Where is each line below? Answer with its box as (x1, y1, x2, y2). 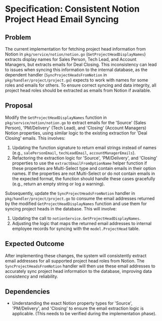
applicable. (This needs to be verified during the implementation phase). (12, 311, 157, 317)
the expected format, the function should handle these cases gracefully (12, 175, 155, 181)
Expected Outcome (5, 240, 65, 248)
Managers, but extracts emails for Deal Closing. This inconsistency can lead (5, 62, 157, 67)
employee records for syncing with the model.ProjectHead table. (12, 226, 140, 231)
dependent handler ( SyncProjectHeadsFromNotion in (5, 72, 107, 77)
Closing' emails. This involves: (5, 135, 65, 141)
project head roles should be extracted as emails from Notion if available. (5, 88, 151, 93)
